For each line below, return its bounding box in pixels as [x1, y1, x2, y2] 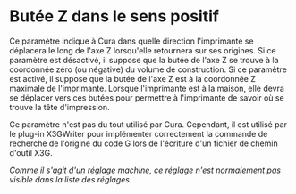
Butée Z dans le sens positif [9, 6, 219, 27]
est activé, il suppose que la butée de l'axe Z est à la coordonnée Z [9, 73, 257, 84]
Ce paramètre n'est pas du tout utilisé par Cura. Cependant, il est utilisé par [9, 118, 288, 130]
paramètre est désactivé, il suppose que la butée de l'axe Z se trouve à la [9, 54, 279, 65]
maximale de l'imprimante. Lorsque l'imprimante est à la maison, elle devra [9, 83, 284, 93]
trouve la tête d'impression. [9, 101, 110, 112]
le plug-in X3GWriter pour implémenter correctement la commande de [9, 128, 268, 139]
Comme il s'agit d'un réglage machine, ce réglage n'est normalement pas [9, 165, 282, 175]
